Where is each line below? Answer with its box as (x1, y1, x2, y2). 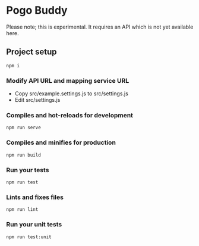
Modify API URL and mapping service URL (6, 76, 129, 85)
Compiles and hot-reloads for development (6, 111, 134, 119)
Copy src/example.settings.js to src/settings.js (14, 90, 129, 97)
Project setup (6, 47, 58, 57)
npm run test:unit (6, 233, 52, 240)
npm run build (6, 152, 42, 158)
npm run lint (6, 207, 39, 213)
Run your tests (6, 166, 49, 174)
